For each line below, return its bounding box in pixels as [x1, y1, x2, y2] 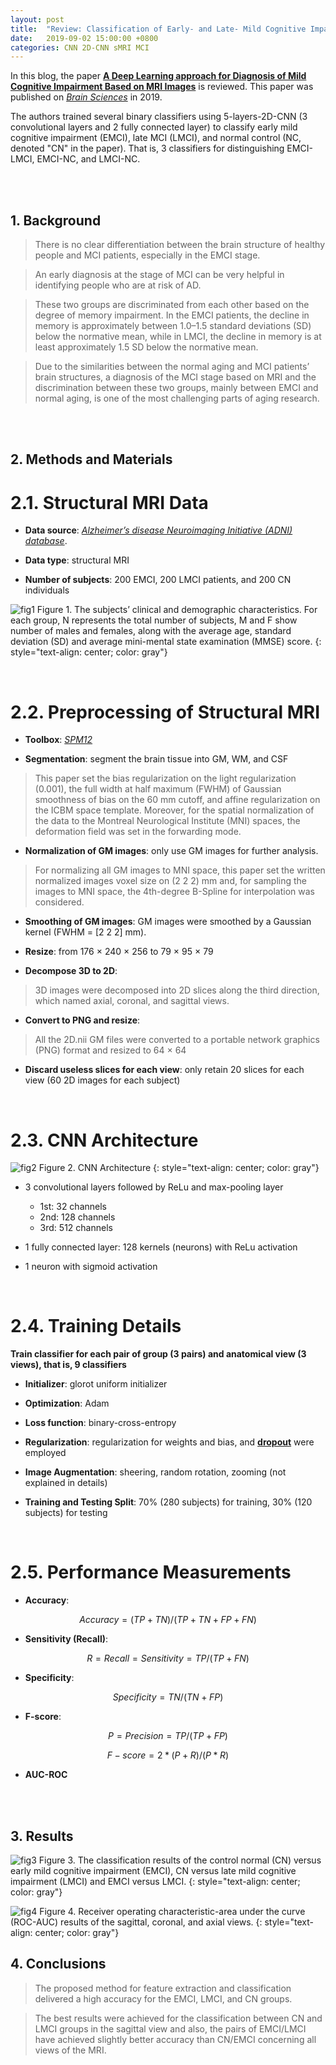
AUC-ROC [24, 1769, 68, 1781]
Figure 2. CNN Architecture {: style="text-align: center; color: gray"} [38, 1162, 320, 1174]
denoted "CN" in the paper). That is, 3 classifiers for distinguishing [10, 142, 285, 155]
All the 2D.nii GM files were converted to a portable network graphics [34, 1034, 320, 1046]
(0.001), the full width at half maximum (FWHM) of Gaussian [34, 783, 282, 795]
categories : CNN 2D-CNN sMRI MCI [10, 42, 150, 53]
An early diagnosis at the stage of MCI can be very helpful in [34, 269, 285, 281]
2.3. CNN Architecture [10, 1129, 199, 1151]
